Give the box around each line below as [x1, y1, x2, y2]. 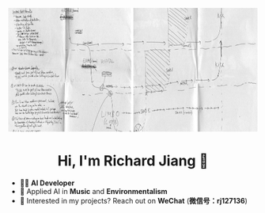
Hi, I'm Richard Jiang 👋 [57, 152, 209, 170]
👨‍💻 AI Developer [19, 178, 75, 188]
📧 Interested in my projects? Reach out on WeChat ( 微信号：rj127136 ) [19, 196, 248, 205]
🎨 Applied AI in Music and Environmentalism [19, 186, 168, 196]
